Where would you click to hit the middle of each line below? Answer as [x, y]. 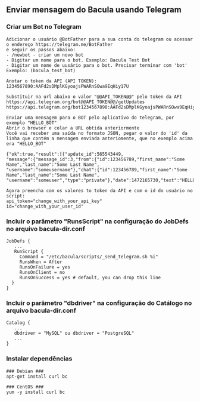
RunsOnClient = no [42, 272]
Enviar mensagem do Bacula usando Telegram [94, 10]
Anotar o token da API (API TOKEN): [51, 81]
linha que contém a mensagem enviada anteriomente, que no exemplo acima [100, 138]
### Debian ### [25, 371]
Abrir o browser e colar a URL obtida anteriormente [73, 128]
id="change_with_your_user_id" [45, 206]
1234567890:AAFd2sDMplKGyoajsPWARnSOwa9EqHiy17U [68, 86]
